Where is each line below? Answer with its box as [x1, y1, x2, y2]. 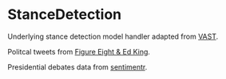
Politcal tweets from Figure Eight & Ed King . [7, 47, 151, 56]
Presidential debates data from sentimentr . [7, 62, 148, 72]
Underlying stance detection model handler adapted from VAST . [7, 32, 219, 41]
